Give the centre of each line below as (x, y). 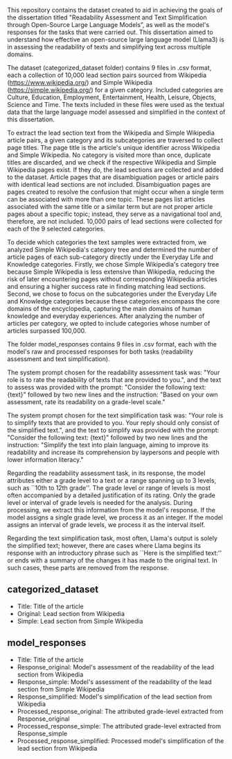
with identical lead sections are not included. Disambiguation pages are (109, 184)
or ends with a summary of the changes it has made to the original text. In (113, 560)
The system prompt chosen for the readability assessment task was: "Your (114, 372)
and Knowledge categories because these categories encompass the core (114, 301)
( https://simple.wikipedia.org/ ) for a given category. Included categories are (115, 90)
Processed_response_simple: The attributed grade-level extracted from (119, 726)
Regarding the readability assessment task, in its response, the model (106, 473)
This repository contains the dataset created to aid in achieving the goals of (115, 10)
